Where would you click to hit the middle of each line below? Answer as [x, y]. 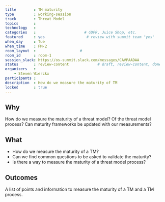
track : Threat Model [35, 19]
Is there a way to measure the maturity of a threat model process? [79, 162]
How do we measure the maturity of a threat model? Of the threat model [78, 119]
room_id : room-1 [28, 55]
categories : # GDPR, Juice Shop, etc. [71, 32]
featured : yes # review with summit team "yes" [80, 37]
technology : [21, 28]
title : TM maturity [34, 10]
